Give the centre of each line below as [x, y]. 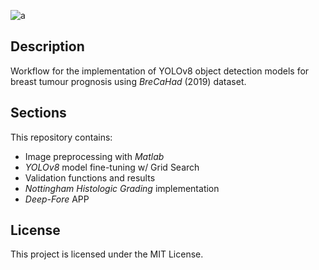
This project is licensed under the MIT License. [107, 254]
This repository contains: [61, 137]
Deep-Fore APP [57, 199]
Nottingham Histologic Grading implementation [122, 188]
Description [47, 46]
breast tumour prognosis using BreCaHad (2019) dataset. [128, 81]
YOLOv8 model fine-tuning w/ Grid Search [112, 167]
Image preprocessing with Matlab [94, 156]
